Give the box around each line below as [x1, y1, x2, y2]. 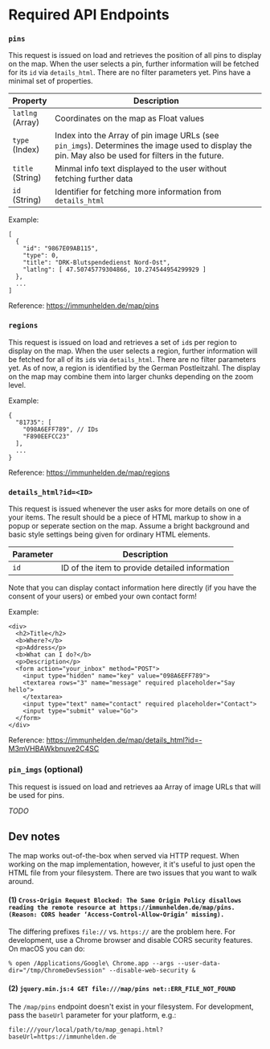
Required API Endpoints [8, 6, 170, 24]
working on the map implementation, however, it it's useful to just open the [8, 859, 256, 870]
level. [8, 380, 27, 389]
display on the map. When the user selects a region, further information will [8, 346, 258, 356]
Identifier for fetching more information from [55, 187, 222, 198]
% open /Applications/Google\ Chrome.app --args [8, 960, 174, 968]
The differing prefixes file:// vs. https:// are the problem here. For [8, 927, 235, 936]
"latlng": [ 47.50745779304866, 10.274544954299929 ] [22, 265, 207, 274]
